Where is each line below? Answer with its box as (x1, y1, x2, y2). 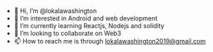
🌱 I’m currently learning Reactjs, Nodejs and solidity (13, 22, 164, 30)
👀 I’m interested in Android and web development (13, 14, 158, 22)
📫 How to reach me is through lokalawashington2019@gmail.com (13, 37, 206, 45)
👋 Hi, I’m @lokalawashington (13, 7, 97, 15)
